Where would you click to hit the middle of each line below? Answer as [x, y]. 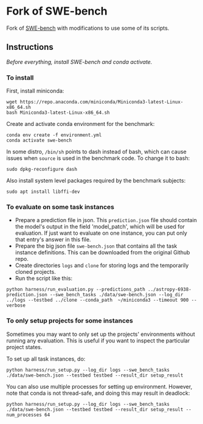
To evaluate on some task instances [60, 207]
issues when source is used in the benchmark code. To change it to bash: [98, 158]
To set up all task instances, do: [46, 359]
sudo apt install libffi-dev [43, 192]
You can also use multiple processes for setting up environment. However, [99, 386]
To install [20, 77]
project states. [24, 347]
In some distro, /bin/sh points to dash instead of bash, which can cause [96, 152]
